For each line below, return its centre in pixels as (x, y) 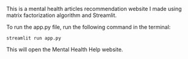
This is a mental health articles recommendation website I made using (94, 9)
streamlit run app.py (34, 38)
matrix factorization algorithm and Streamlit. (62, 15)
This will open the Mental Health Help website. (65, 49)
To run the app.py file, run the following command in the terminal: (89, 27)
